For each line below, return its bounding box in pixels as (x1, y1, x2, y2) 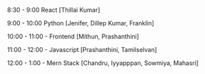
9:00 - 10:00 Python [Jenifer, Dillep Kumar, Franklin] (7, 19, 155, 27)
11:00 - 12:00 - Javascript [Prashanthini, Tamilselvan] (7, 46, 158, 53)
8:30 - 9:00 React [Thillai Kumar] (7, 6, 100, 14)
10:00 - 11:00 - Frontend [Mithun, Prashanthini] (7, 32, 140, 40)
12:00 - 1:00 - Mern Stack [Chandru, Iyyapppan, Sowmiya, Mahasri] (7, 59, 199, 67)
